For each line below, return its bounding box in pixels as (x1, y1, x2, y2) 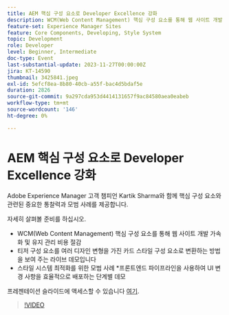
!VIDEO (23, 301, 45, 309)
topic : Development (7, 36, 63, 43)
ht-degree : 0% (7, 112, 48, 119)
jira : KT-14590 (7, 67, 51, 74)
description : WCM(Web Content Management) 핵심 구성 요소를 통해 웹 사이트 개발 (7, 17, 223, 23)
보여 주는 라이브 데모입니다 (24, 255, 96, 263)
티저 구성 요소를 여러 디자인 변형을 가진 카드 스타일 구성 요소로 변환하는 (17, 246, 208, 254)
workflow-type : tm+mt (7, 100, 69, 107)
